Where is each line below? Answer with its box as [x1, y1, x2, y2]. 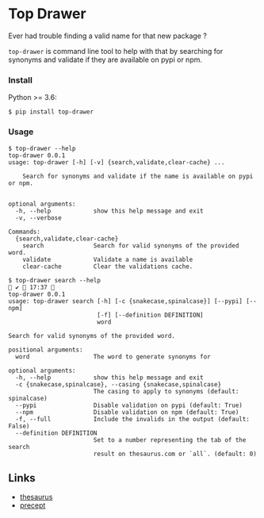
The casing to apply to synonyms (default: [93, 387, 239, 395]
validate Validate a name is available [22, 255, 193, 263]
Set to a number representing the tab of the [93, 436, 247, 444]
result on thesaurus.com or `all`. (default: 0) [93, 450, 258, 458]
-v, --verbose [15, 213, 62, 222]
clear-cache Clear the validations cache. [22, 263, 193, 271]
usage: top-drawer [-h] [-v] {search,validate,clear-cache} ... [8, 158, 225, 167]
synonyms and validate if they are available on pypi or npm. [8, 55, 203, 64]
